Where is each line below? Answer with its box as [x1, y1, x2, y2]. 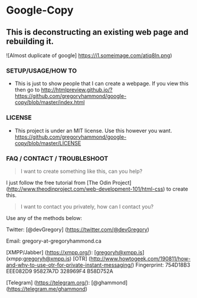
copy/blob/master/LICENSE [14, 139, 81, 146]
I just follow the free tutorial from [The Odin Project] [6, 179, 132, 186]
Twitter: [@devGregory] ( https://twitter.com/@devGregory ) [6, 225, 149, 233]
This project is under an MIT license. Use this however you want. [14, 127, 172, 134]
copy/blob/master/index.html [14, 99, 85, 106]
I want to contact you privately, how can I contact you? [20, 203, 154, 210]
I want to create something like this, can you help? [20, 168, 143, 175]
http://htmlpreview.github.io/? [41, 86, 113, 93]
